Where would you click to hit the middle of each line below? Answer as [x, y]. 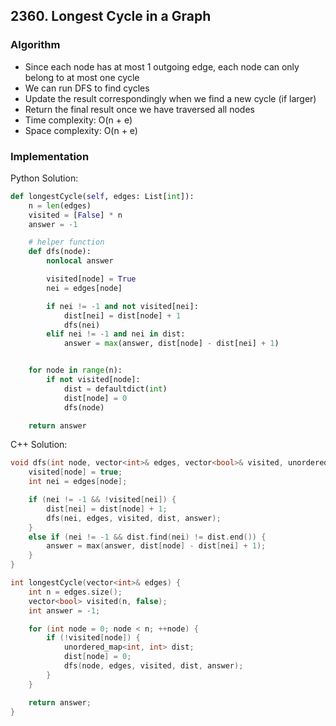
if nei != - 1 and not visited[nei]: [122, 306]
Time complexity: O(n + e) [78, 120]
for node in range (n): [75, 370]
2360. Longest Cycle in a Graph [111, 16]
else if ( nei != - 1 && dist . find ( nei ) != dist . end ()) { [147, 537]
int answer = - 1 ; [64, 610]
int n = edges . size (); [75, 592]
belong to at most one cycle [82, 77]
